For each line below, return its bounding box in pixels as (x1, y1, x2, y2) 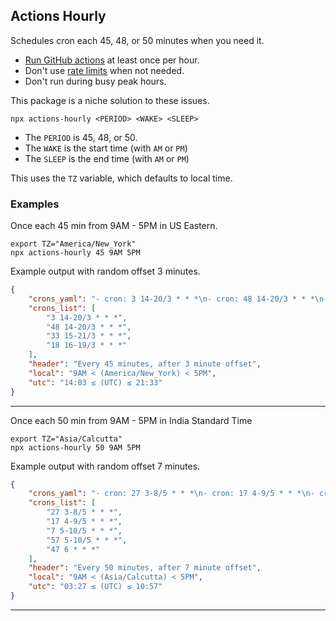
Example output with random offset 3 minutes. (10, 265, 201, 278)
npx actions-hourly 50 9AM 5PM (10, 442, 141, 453)
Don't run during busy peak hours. (24, 75, 167, 87)
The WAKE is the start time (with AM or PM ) (24, 142, 188, 154)
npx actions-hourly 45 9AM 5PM (10, 248, 141, 258)
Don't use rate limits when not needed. (24, 64, 185, 76)
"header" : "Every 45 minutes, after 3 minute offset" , (28, 359, 262, 369)
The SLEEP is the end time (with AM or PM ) (24, 152, 190, 164)
